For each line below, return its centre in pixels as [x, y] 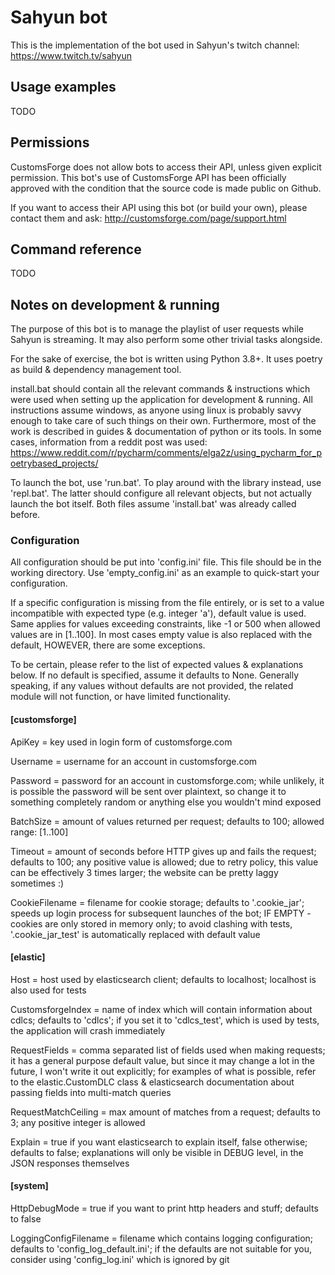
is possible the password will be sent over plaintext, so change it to [148, 791]
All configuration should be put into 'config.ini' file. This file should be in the [166, 562]
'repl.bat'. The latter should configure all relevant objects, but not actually [161, 493]
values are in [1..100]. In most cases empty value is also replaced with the [161, 635]
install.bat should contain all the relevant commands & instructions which [160, 389]
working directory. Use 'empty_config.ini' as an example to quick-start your [165, 573]
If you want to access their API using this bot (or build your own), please [159, 207]
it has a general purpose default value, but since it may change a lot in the [162, 1060]
